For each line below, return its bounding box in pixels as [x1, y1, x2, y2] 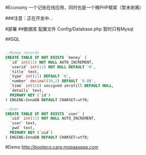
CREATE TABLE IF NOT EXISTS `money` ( [5, 55, 87, 60]
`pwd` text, [10, 126, 35, 131]
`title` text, [10, 69, 39, 74]
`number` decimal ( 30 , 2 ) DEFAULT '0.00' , [10, 79, 96, 84]
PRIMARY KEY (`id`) [10, 93, 51, 98]
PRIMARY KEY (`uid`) [10, 130, 53, 135]
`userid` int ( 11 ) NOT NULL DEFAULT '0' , [10, 64, 96, 69]
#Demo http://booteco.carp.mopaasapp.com [5, 144, 99, 150]
